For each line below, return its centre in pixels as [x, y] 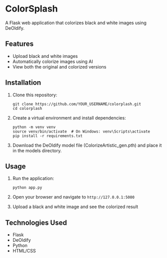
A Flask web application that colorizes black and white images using [76, 23]
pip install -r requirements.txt [48, 136]
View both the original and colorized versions [59, 67]
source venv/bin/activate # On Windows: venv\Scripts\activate [81, 132]
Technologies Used [36, 222]
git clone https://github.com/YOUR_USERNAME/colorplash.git [77, 104]
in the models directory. [37, 150]
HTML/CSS [24, 251]
